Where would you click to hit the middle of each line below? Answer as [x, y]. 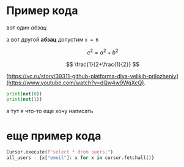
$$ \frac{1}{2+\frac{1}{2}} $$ [103, 64]
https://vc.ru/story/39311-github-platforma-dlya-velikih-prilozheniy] [93, 76]
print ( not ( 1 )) [24, 99]
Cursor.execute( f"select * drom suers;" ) [60, 152]
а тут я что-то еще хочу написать [50, 111]
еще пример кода [54, 136]
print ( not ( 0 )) [24, 94]
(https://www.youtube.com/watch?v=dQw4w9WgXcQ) [75, 83]
